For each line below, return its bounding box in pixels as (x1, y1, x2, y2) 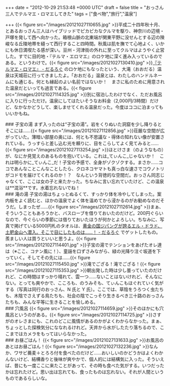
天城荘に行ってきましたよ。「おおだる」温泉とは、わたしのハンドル (14, 73, 153, 78)
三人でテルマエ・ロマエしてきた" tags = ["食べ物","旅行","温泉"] (5, 11, 138, 17)
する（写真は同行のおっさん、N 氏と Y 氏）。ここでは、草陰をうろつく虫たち (5, 286, 164, 292)
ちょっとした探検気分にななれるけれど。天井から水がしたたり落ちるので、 (5, 325, 160, 330)
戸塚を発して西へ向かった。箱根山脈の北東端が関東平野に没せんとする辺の (5, 35, 160, 40)
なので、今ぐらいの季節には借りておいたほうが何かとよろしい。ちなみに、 (5, 216, 160, 222)
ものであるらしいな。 (5, 375, 50, 381)
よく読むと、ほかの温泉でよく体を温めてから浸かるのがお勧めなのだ (18, 198, 160, 203)
